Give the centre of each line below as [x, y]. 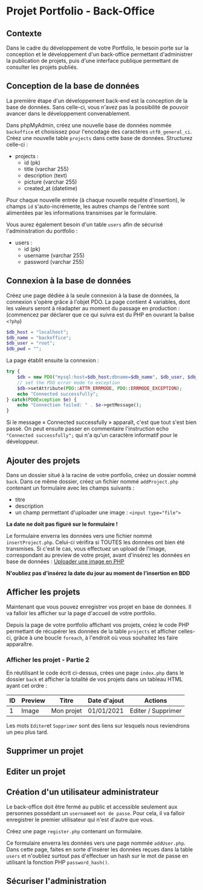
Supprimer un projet [45, 751]
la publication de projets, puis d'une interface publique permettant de [93, 61]
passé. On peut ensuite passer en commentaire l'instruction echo [88, 429]
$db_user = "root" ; [31, 343]
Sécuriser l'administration [56, 881]
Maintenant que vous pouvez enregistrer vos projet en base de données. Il [99, 607]
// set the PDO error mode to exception [69, 383]
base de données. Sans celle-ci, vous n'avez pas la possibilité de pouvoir [98, 107]
